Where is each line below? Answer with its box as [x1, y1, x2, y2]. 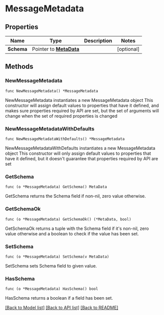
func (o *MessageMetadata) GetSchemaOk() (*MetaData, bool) [5, 217, 132, 222]
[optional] [117, 45, 140, 52]
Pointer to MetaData [32, 45, 80, 52]
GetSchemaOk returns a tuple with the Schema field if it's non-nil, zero [5, 225, 149, 231]
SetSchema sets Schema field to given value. [5, 263, 97, 269]
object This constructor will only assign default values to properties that [5, 150, 152, 156]
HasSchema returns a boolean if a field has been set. [5, 295, 113, 301]
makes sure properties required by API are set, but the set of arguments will [5, 107, 159, 114]
